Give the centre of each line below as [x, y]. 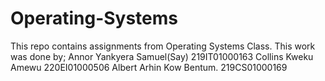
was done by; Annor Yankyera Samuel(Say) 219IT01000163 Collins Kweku [162, 56]
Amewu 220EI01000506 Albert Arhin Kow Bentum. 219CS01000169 [149, 67]
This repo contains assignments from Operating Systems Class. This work [163, 46]
